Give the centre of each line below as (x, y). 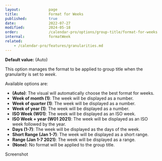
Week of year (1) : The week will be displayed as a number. (71, 108)
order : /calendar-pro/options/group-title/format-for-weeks (81, 32)
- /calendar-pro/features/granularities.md (59, 46)
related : (14, 41)
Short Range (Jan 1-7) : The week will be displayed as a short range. (80, 134)
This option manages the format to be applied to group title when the (74, 69)
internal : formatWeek (38, 37)
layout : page (31, 9)
